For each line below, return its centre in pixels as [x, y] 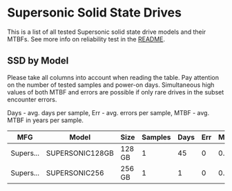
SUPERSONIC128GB [80, 153]
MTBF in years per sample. [46, 120]
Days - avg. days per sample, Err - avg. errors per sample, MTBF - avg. [108, 112]
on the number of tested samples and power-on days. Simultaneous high [111, 85]
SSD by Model [38, 61]
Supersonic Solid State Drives [94, 13]
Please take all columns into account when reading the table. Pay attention [113, 77]
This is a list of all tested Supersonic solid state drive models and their [107, 32]
